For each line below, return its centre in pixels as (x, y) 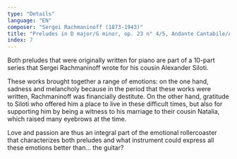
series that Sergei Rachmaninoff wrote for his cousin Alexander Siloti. (108, 68)
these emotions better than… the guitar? (66, 148)
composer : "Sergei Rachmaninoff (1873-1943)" (75, 27)
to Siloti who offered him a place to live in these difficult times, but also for (115, 104)
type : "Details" (31, 14)
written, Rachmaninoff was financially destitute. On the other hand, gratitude (118, 97)
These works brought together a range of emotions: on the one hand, (108, 81)
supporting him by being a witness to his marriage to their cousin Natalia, (114, 112)
